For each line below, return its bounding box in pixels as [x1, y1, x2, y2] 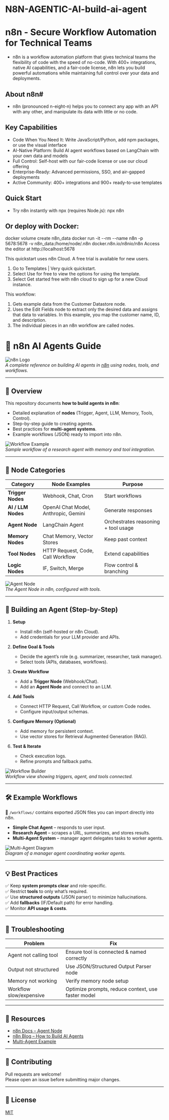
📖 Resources [5, 1014, 46, 1023]
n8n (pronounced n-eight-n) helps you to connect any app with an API [12, 103, 158, 109]
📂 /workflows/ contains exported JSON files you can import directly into [5, 809, 154, 815]
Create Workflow [12, 668, 49, 674]
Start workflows [104, 492, 142, 499]
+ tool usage [104, 524, 134, 531]
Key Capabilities [5, 123, 58, 132]
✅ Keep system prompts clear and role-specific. [5, 883, 107, 889]
